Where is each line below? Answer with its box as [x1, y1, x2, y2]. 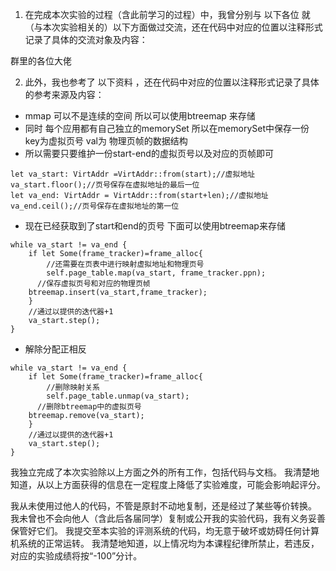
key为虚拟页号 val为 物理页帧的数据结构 [24, 135, 188, 147]
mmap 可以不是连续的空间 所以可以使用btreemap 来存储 [24, 110, 256, 122]
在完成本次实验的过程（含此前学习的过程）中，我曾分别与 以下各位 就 [24, 9, 311, 20]
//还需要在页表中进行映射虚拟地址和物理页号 [46, 259, 205, 269]
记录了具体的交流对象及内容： [24, 34, 148, 45]
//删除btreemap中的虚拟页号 [36, 402, 142, 412]
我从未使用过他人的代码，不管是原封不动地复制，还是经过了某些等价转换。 [10, 500, 317, 512]
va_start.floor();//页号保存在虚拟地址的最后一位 [10, 180, 200, 190]
